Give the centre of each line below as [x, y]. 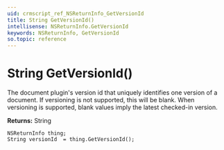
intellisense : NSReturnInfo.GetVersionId [68, 26]
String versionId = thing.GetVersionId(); [71, 140]
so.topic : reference [37, 39]
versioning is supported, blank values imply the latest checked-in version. [113, 107]
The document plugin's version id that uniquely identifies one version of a [112, 93]
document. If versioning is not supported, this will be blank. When [101, 100]
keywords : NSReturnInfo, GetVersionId [63, 33]
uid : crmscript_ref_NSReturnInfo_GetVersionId [76, 13]
